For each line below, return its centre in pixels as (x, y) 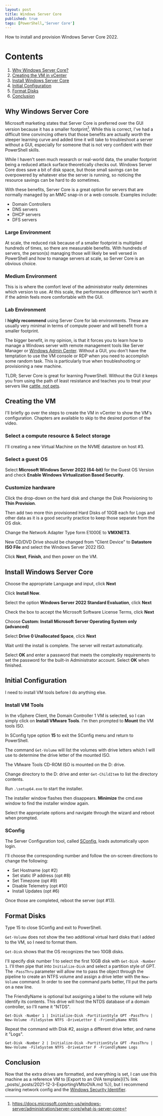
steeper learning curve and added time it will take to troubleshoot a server (79, 139)
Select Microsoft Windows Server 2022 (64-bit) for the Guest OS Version (80, 470)
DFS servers (24, 219)
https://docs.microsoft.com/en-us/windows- (57, 1104)
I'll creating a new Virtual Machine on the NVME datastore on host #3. (75, 446)
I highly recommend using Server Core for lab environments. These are (77, 320)
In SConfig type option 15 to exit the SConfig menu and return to (69, 735)
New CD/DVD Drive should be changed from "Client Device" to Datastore (78, 542)
